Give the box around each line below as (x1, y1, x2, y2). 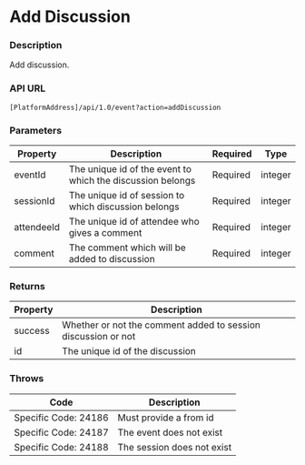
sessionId (14, 195, 55, 207)
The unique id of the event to (68, 163, 192, 176)
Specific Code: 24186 (14, 411, 109, 424)
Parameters (9, 124, 62, 136)
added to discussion (68, 253, 156, 266)
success (14, 325, 50, 338)
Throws (9, 372, 44, 385)
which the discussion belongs (68, 175, 196, 187)
